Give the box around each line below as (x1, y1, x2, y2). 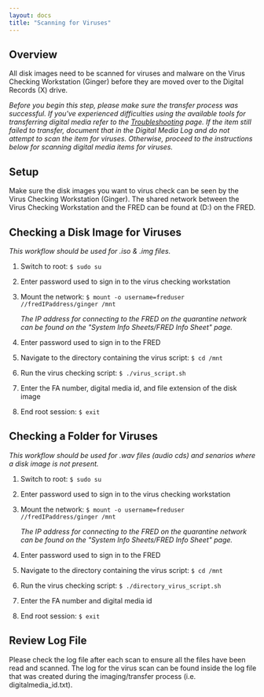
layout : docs (9, 11, 52, 20)
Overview (9, 48, 58, 61)
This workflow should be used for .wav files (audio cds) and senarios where (9, 450, 256, 460)
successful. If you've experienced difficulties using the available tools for (9, 109, 246, 119)
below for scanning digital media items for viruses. (9, 142, 174, 152)
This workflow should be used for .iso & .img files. (9, 246, 171, 255)
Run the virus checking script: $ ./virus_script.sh (20, 368, 187, 377)
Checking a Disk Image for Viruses (9, 226, 181, 239)
